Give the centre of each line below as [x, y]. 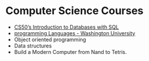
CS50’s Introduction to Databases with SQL [66, 27]
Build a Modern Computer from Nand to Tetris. [70, 52]
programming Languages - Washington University [74, 33]
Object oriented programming [50, 39]
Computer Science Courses [74, 11]
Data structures [33, 46]
